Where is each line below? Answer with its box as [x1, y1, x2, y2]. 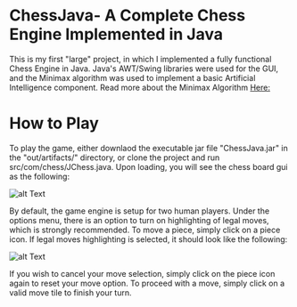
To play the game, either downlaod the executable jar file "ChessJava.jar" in [9, 142, 288, 153]
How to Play [9, 113, 100, 133]
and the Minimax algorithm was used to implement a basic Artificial [9, 72, 256, 83]
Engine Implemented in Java [9, 24, 223, 44]
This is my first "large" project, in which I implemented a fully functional [9, 53, 272, 64]
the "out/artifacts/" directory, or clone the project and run [9, 152, 220, 163]
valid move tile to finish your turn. [9, 287, 132, 298]
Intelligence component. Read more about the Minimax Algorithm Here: [9, 82, 270, 93]
